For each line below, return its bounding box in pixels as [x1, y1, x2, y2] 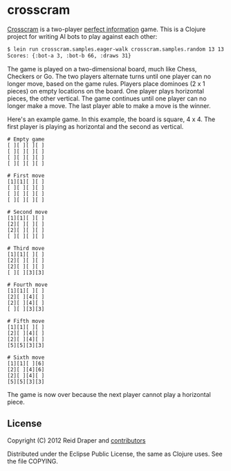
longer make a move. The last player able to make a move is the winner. [7, 101, 211, 109]
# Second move [7, 208, 48, 215]
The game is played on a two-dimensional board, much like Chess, [7, 64, 197, 73]
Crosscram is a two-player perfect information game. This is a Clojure [7, 25, 206, 33]
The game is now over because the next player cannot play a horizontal [7, 390, 211, 398]
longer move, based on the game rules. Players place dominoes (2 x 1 [7, 79, 205, 88]
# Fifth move [7, 317, 45, 324]
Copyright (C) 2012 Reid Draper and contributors [7, 436, 146, 445]
